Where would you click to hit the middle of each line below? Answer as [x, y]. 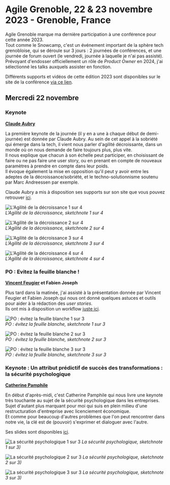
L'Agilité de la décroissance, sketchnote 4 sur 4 [55, 259]
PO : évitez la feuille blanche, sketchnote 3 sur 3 [56, 354]
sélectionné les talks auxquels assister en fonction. [58, 67]
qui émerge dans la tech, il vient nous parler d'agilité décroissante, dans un [84, 144]
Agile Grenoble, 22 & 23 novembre [79, 9]
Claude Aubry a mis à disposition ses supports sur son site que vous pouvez [85, 192]
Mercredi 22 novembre [42, 98]
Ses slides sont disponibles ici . [37, 432]
